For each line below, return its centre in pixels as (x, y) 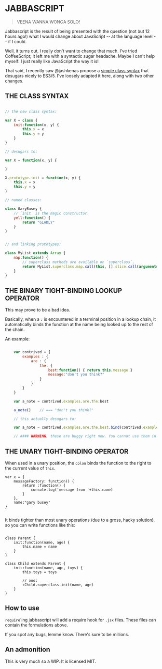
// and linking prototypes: (33, 244)
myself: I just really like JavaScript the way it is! (52, 61)
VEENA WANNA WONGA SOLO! (48, 22)
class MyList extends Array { (35, 253)
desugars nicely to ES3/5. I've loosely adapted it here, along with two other (80, 76)
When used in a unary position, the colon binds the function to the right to (78, 463)
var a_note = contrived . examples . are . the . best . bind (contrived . (79, 428)
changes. (14, 81)
